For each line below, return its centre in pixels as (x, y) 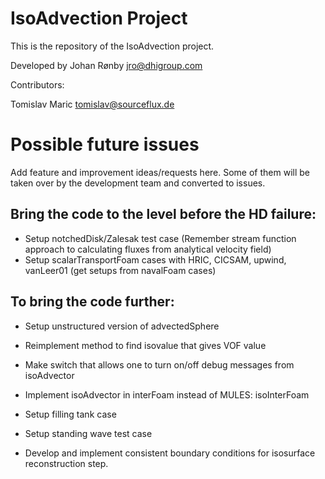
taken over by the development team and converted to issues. (138, 183)
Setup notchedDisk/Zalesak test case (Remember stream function (160, 238)
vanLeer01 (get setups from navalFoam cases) (120, 270)
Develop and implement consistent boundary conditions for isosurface (170, 453)
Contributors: (37, 84)
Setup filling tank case (70, 414)
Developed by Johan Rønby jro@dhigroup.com (106, 65)
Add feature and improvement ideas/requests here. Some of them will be (160, 172)
